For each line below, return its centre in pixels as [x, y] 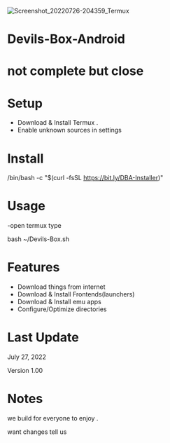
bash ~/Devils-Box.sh [38, 239]
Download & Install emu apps [59, 302]
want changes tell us [37, 432]
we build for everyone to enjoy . [53, 418]
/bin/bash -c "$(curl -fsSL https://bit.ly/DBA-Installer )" [85, 178]
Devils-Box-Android [66, 39]
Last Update [43, 338]
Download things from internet [62, 287]
